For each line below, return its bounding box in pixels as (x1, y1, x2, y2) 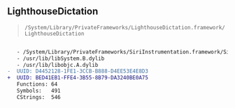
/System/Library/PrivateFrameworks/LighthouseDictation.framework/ (24, 24, 225, 31)
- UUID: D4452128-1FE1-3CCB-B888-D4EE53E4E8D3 (7, 68, 149, 75)
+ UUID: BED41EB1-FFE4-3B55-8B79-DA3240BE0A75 (7, 75, 149, 82)
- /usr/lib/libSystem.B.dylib (16, 55, 105, 62)
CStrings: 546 (16, 93, 61, 100)
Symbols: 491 (16, 87, 61, 95)
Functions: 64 (16, 81, 58, 88)
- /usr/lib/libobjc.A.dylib (16, 61, 99, 68)
